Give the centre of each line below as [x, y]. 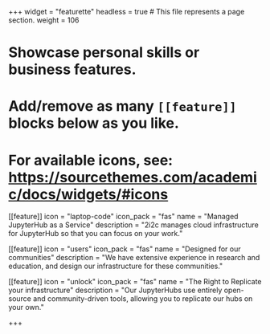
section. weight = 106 [44, 20]
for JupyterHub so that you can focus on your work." [96, 234]
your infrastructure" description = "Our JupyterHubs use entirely [115, 290]
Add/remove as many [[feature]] [123, 106]
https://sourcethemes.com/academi [133, 177]
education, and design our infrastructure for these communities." [116, 266]
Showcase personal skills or [104, 53]
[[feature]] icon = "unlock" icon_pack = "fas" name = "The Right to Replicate [135, 282]
